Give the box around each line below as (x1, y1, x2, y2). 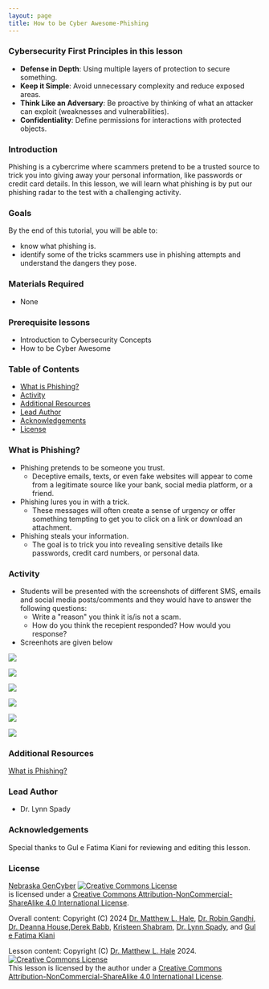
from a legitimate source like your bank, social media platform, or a (31, 479, 253, 490)
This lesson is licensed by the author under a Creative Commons (8, 963, 222, 973)
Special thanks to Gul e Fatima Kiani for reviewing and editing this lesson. (8, 842, 251, 852)
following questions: (19, 603, 87, 613)
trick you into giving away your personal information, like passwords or (8, 170, 243, 181)
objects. (19, 124, 47, 133)
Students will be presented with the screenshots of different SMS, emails (19, 586, 261, 596)
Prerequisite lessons (8, 316, 91, 328)
